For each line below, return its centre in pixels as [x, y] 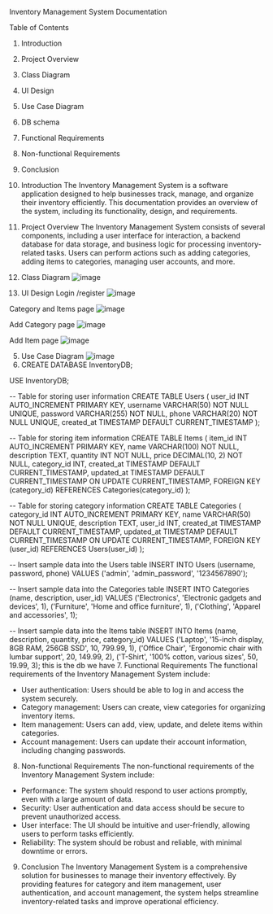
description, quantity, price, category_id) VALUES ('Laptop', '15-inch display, [137, 639]
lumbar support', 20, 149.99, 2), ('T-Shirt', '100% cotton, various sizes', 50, [134, 657]
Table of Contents [39, 27]
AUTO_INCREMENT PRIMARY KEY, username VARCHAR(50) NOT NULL [129, 405]
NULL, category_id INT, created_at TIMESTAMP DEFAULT [105, 464]
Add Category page [42, 324]
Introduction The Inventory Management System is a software [124, 185]
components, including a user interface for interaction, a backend [130, 236]
